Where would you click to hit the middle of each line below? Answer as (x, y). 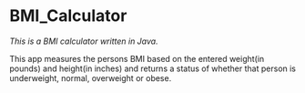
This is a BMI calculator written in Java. (84, 41)
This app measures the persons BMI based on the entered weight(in (137, 58)
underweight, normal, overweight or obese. (91, 77)
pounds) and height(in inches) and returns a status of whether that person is (153, 68)
